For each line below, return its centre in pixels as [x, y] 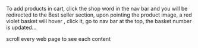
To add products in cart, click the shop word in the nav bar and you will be [97, 9]
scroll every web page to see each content [59, 39]
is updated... [21, 27]
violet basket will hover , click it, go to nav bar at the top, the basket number [99, 21]
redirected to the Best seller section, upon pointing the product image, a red [99, 15]
